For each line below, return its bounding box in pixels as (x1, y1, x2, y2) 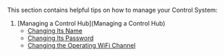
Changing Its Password (27, 34, 94, 42)
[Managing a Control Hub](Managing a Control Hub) (17, 19, 166, 27)
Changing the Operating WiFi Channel (27, 41, 136, 49)
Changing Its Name (27, 27, 83, 35)
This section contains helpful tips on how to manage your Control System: (7, 6, 218, 14)
